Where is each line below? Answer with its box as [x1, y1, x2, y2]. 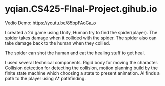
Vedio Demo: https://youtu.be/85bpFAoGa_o [5, 20, 96, 26]
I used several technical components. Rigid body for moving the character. [5, 59, 158, 65]
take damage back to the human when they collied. [5, 40, 111, 46]
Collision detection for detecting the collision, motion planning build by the [5, 65, 158, 71]
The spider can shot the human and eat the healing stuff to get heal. [5, 50, 145, 56]
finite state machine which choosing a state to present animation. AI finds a [5, 70, 160, 76]
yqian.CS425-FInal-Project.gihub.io [5, 3, 157, 15]
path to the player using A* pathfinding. [5, 75, 86, 81]
